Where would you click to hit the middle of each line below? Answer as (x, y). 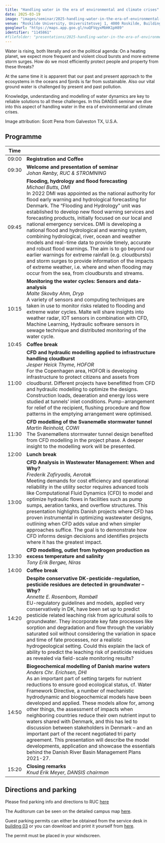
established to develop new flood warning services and (90, 212)
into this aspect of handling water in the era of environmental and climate (79, 107)
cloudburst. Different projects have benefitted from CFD (91, 383)
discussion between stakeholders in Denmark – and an (89, 728)
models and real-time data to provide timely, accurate (89, 242)
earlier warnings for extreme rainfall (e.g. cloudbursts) (89, 254)
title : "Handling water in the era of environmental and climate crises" (82, 10)
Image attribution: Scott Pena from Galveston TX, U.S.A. (62, 121)
